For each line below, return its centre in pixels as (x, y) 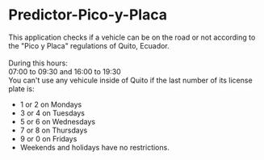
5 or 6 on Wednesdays (57, 121)
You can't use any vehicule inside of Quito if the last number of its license (130, 80)
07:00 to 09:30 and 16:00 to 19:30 (65, 71)
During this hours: (38, 63)
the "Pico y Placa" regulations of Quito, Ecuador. (89, 45)
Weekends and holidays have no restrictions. (94, 147)
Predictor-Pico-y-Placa (88, 15)
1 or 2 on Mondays (51, 104)
